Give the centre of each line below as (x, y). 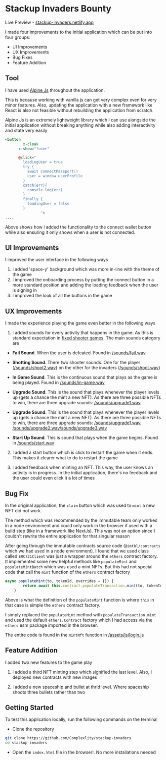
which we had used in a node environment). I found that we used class (77, 551)
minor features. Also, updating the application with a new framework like (79, 105)
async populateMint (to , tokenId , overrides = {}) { (59, 581)
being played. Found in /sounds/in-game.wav (58, 382)
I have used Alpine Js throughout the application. (55, 90)
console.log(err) (45, 190)
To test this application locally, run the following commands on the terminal (81, 719)
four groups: (18, 37)
